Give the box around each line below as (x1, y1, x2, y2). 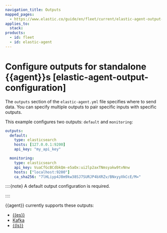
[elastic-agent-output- (53, 72, 149, 82)
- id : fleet (9, 35, 35, 40)
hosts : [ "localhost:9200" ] (14, 169, 70, 174)
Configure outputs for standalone (5, 61, 147, 72)
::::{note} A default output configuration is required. (5, 183, 110, 189)
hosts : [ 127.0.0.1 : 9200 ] (14, 142, 66, 147)
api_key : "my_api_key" (14, 147, 61, 152)
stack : (9, 26, 23, 31)
